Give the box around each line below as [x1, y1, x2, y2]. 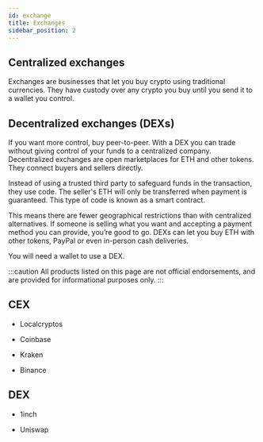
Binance [19, 365, 47, 375]
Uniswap [19, 425, 49, 434]
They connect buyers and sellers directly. [8, 163, 144, 172]
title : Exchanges [8, 19, 66, 27]
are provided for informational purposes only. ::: [8, 275, 164, 284]
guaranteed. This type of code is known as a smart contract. [8, 195, 206, 205]
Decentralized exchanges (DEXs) [8, 117, 175, 130]
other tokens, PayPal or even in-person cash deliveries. [8, 236, 189, 245]
